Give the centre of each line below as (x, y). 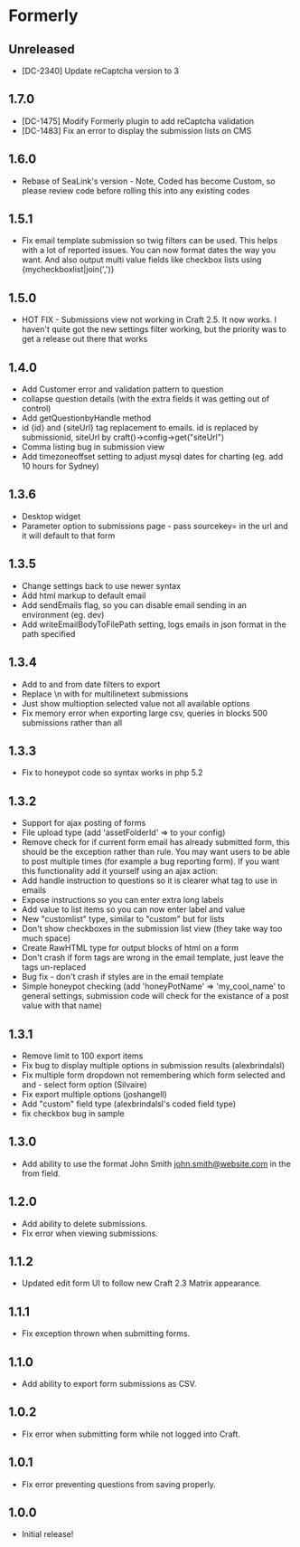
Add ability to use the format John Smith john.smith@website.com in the (156, 1163)
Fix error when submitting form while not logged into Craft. (131, 1434)
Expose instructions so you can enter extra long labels (122, 900)
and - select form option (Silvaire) (84, 1084)
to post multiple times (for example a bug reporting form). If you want (150, 861)
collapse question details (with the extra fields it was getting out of (145, 399)
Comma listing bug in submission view (93, 447)
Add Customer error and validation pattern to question (122, 389)
